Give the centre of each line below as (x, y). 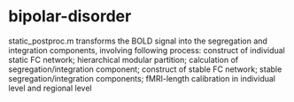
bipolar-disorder (70, 16)
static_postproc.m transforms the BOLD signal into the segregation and (138, 41)
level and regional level (50, 88)
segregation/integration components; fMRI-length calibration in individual (142, 78)
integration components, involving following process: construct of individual (147, 50)
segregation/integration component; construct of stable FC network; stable (145, 69)
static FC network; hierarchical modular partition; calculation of (124, 59)
